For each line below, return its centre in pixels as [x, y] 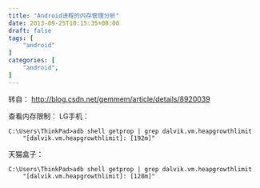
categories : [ [32, 61]
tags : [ [21, 38]
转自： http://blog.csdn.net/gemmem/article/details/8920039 [109, 99]
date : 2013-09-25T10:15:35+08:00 [64, 23]
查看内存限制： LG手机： [49, 116]
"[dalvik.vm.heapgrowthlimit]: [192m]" [89, 138]
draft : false [30, 30]
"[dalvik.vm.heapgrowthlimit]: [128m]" [89, 176]
